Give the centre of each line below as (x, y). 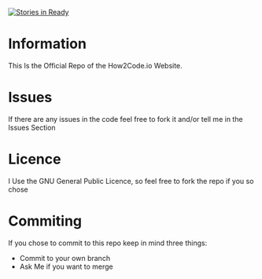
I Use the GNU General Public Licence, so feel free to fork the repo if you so (131, 181)
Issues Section (32, 127)
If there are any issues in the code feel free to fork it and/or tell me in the (125, 119)
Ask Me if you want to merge (66, 266)
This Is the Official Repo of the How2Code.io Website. (95, 65)
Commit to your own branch (65, 258)
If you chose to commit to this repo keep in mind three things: (108, 243)
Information (47, 44)
